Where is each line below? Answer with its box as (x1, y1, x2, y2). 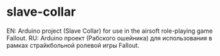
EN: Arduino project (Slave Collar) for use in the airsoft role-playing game (6, 27, 213, 35)
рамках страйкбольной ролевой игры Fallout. (6, 41, 140, 49)
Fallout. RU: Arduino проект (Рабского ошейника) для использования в (6, 33, 212, 42)
